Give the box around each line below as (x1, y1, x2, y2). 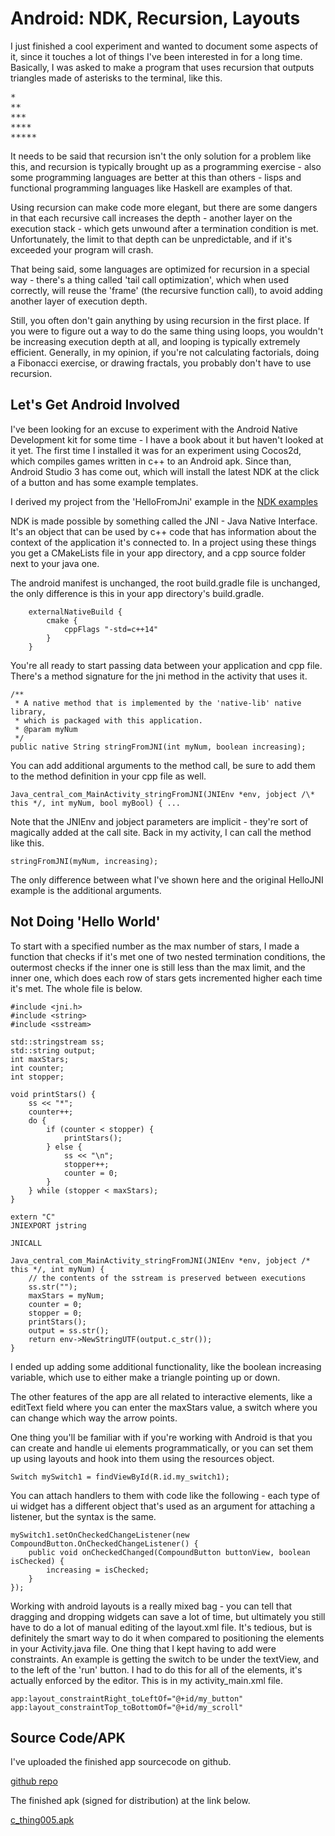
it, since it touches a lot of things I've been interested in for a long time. (10, 50, 303, 62)
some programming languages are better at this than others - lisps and (10, 171, 302, 183)
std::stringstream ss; (10, 1037, 105, 1047)
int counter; (10, 1063, 65, 1073)
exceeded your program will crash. (10, 243, 154, 256)
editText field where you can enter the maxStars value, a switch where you (10, 1401, 318, 1413)
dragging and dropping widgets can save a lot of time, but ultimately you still (10, 1610, 326, 1622)
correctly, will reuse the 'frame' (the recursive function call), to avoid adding (10, 284, 323, 296)
